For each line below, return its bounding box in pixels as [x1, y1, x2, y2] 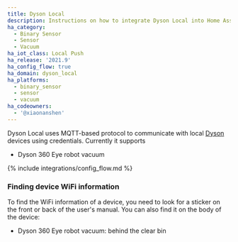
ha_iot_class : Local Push [7, 50, 84, 57]
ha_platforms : [7, 76, 50, 84]
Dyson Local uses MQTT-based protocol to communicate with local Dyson [7, 128, 225, 137]
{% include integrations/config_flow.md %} [7, 164, 133, 172]
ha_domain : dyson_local [7, 70, 78, 77]
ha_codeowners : [7, 103, 52, 110]
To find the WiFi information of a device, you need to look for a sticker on [7, 198, 221, 207]
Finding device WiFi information [7, 182, 120, 192]
